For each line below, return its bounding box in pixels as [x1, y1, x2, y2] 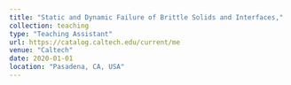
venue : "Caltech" [9, 46, 74, 55]
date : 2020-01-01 [9, 54, 74, 63]
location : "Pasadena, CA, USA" [9, 63, 125, 72]
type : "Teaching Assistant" [9, 29, 114, 38]
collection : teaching [9, 21, 90, 30]
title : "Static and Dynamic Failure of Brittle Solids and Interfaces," [9, 12, 284, 22]
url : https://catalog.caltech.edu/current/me [9, 37, 180, 47]
